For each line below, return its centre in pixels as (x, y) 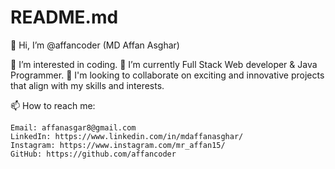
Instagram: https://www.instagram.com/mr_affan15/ (118, 145)
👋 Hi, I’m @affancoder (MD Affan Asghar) (95, 45)
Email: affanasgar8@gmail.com (73, 127)
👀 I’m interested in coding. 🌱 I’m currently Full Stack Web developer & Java (164, 64)
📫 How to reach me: (53, 105)
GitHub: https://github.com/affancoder (93, 154)
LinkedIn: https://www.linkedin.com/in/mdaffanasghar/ (127, 136)
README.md (64, 17)
